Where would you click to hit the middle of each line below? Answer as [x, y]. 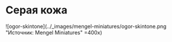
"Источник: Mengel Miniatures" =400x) [54, 32]
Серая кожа [37, 10]
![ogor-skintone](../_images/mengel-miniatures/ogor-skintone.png [86, 26]
